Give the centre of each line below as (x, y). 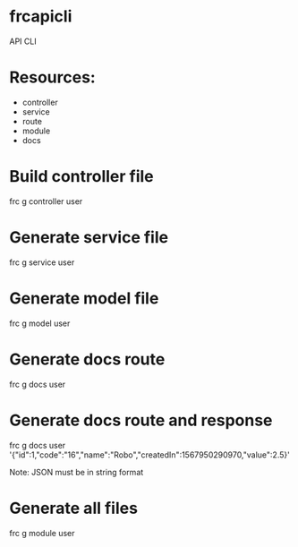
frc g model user (40, 323)
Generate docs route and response (141, 420)
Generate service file (89, 237)
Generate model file (84, 298)
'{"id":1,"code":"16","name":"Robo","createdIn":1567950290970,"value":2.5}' (150, 455)
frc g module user (42, 533)
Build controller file (81, 177)
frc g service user (42, 262)
